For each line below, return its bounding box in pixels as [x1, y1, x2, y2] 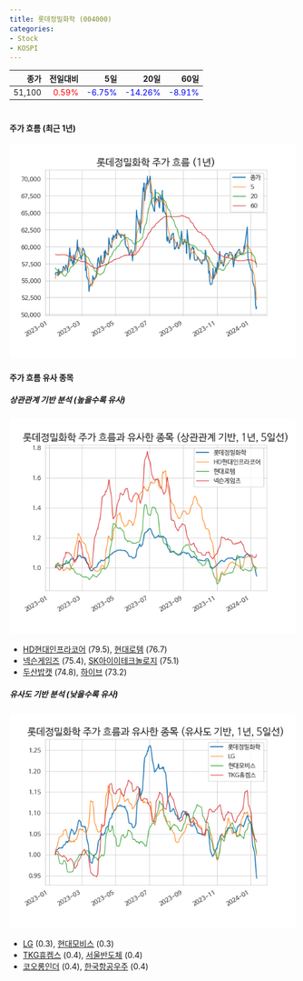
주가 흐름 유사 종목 [9, 372, 74, 383]
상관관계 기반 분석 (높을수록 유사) [9, 395, 126, 405]
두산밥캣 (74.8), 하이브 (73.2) [22, 666, 127, 677]
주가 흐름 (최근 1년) [9, 123, 76, 134]
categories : [9, 24, 54, 34]
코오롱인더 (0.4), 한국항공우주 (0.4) [22, 960, 149, 972]
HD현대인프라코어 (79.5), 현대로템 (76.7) [22, 644, 168, 655]
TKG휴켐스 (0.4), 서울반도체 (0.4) [22, 949, 143, 960]
